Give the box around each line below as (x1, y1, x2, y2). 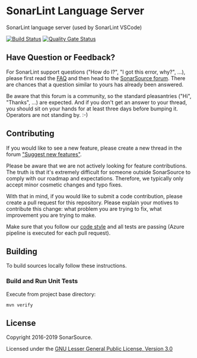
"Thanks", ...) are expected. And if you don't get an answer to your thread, (6, 99, 188, 106)
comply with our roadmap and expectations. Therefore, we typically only (6, 175, 184, 182)
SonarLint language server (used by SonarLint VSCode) (6, 24, 142, 31)
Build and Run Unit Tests (6, 277, 78, 286)
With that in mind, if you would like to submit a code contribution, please (6, 192, 183, 199)
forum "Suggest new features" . (6, 150, 82, 158)
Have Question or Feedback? (6, 52, 116, 63)
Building (6, 246, 37, 256)
